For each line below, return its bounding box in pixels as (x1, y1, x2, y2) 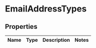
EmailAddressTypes (5, 3, 87, 14)
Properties (5, 23, 38, 31)
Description (42, 37, 70, 43)
